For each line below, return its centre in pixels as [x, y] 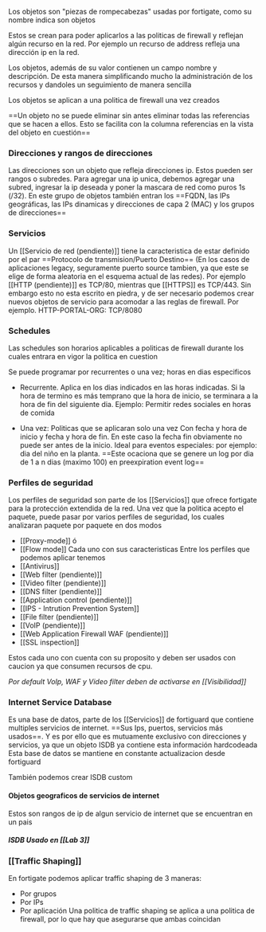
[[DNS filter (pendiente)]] [61, 592]
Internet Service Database [60, 703]
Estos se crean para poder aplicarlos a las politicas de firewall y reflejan [126, 35]
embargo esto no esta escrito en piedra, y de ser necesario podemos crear [131, 293]
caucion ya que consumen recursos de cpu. [80, 666]
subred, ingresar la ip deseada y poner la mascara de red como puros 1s [127, 187]
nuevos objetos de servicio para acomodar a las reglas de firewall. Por [123, 301]
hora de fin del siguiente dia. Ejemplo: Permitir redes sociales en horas [135, 404]
